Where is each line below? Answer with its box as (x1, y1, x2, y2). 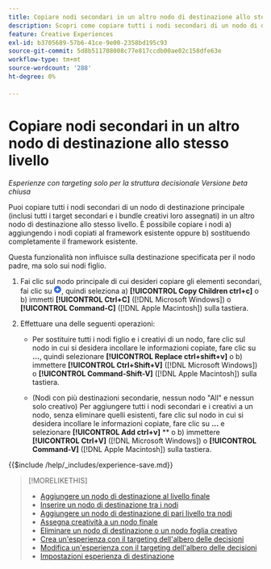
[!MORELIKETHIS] (27, 475, 88, 485)
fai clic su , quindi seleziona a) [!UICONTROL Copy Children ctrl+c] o (19, 286, 260, 295)
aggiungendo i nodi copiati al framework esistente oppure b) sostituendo (8, 228, 250, 237)
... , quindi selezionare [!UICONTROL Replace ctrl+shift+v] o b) (31, 351, 244, 361)
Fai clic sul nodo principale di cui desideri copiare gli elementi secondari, (19, 276, 262, 286)
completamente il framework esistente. (8, 236, 139, 246)
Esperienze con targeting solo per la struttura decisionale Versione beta (8, 178, 248, 187)
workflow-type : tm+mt (8, 56, 81, 64)
